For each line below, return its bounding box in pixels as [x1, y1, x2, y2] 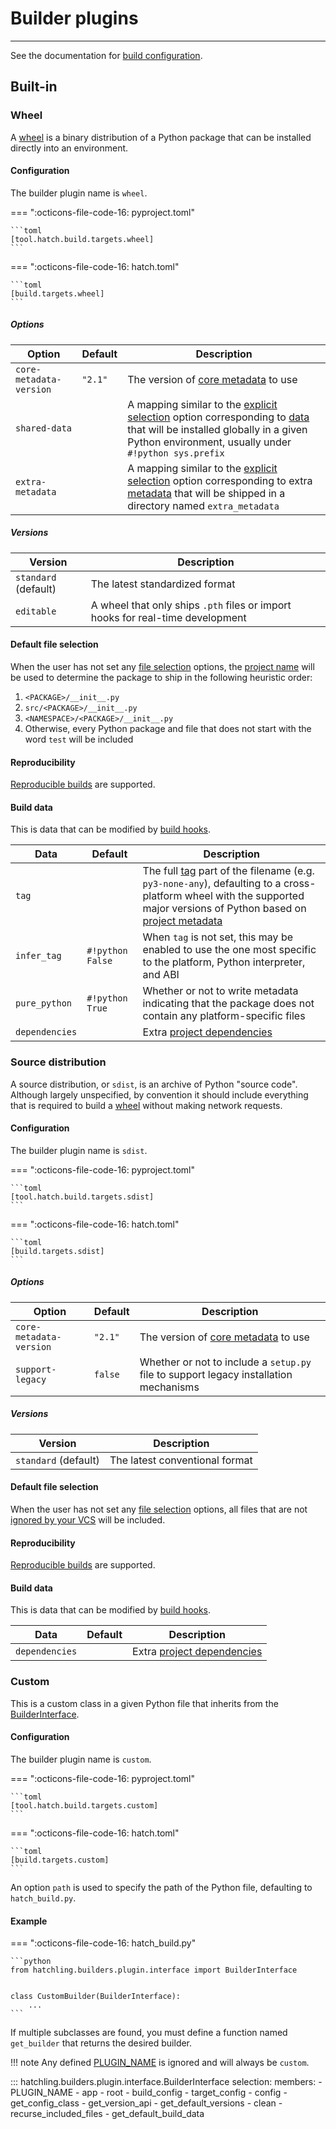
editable [15, 605, 57, 617]
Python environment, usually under [127, 435, 292, 449]
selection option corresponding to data [127, 410, 310, 424]
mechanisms [139, 1380, 200, 1394]
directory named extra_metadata [127, 498, 280, 512]
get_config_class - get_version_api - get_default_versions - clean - [10, 2097, 283, 2109]
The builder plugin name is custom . [10, 1753, 152, 1765]
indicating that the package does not [142, 997, 315, 1011]
